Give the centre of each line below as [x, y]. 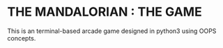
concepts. [22, 38]
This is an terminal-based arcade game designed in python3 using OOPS [112, 31]
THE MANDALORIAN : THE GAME [105, 12]
